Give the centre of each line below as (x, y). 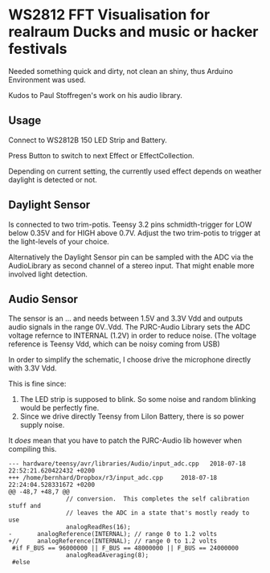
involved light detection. (48, 274)
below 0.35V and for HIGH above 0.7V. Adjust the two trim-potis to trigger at (135, 233)
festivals (38, 49)
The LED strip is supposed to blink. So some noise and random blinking (138, 399)
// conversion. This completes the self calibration (157, 499)
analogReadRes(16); (98, 527)
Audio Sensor (43, 299)
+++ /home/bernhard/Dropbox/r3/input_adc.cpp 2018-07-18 (113, 478)
